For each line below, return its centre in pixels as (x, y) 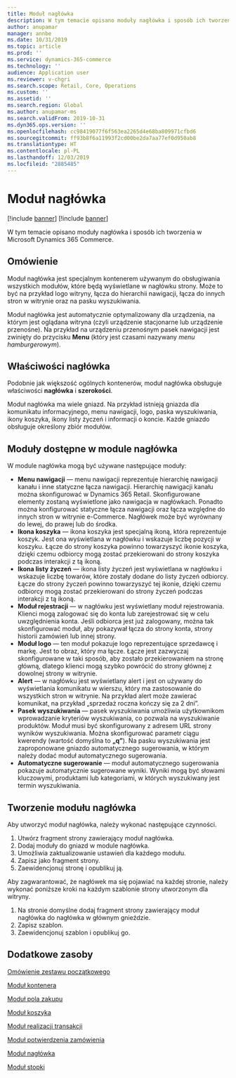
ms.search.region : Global (45, 105)
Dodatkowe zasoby (50, 955)
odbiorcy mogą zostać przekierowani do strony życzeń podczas (110, 592)
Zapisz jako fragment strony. (59, 860)
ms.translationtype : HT (42, 145)
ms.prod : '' (25, 53)
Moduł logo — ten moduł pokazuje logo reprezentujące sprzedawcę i (118, 644)
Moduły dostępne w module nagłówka (92, 449)
